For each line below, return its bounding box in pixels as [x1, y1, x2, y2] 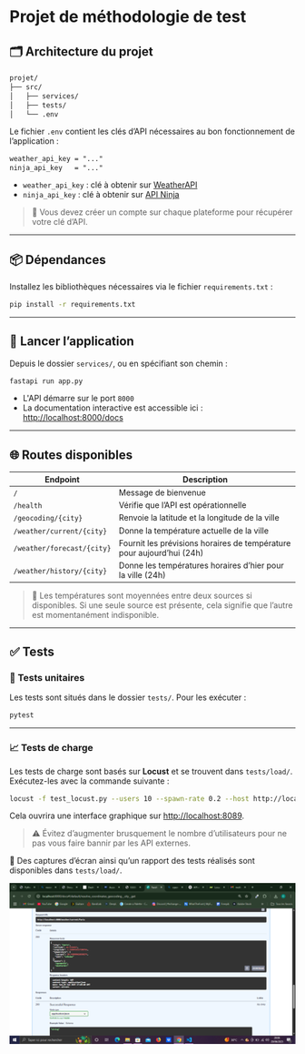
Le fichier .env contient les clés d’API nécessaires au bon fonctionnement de [9, 126, 296, 137]
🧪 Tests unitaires [9, 672, 85, 684]
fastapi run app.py [9, 376, 84, 386]
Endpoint [44, 473, 80, 484]
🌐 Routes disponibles [9, 447, 133, 462]
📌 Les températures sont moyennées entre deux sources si [31, 590, 252, 601]
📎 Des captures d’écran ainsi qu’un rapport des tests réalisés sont [9, 856, 256, 867]
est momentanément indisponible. [31, 609, 160, 620]
